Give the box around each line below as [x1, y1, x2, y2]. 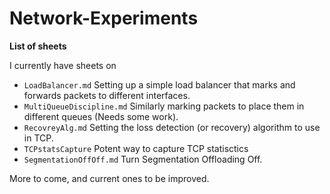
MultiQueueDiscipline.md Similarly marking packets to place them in [23, 100, 305, 112]
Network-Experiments [9, 7, 199, 30]
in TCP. [23, 132, 54, 144]
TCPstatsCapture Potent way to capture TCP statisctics [23, 142, 249, 154]
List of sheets [9, 40, 67, 52]
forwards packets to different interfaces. [23, 89, 191, 101]
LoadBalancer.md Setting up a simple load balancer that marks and [23, 78, 296, 91]
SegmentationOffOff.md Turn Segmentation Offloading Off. [23, 153, 263, 165]
